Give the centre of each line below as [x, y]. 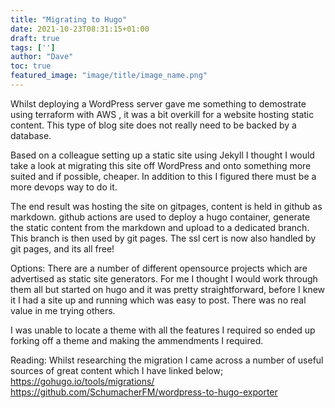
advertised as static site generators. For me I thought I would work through [164, 278]
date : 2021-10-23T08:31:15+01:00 [80, 29]
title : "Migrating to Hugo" [69, 19]
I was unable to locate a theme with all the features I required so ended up [163, 330]
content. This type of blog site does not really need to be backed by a [153, 125]
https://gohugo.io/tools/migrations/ [82, 381]
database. [31, 135]
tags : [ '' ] [33, 47]
